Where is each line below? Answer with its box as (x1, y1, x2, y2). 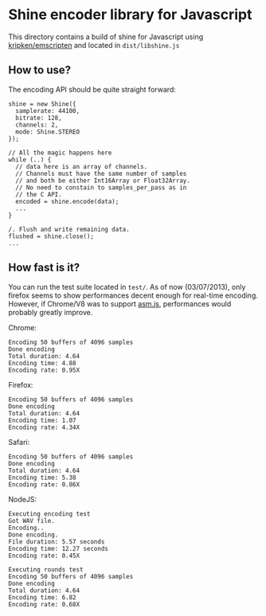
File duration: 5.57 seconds (8, 537, 105, 546)
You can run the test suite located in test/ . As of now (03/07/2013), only (8, 282, 246, 291)
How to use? (8, 64, 72, 77)
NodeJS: (8, 494, 37, 504)
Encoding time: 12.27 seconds (8, 544, 109, 552)
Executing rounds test (8, 565, 84, 574)
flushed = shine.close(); (8, 232, 94, 240)
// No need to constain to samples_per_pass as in (15, 183, 187, 192)
